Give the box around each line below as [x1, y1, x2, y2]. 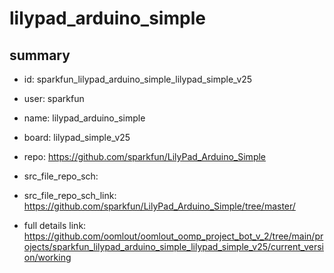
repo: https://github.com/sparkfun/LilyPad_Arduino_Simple [23, 151, 267, 162]
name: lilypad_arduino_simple [23, 112, 146, 124]
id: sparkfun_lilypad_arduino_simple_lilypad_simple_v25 [23, 73, 253, 85]
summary [9, 47, 71, 64]
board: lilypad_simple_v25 [23, 132, 131, 143]
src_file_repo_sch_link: [23, 190, 117, 201]
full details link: [23, 220, 87, 231]
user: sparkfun [23, 93, 85, 104]
